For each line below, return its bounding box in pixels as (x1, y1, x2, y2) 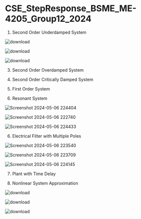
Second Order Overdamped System (12, 67, 84, 73)
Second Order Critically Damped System (12, 76, 94, 82)
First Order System (12, 86, 50, 91)
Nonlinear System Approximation (12, 180, 79, 186)
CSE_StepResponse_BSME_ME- (5, 3, 137, 14)
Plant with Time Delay (12, 171, 56, 177)
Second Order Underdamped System (12, 29, 87, 35)
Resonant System (12, 95, 48, 101)
